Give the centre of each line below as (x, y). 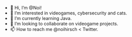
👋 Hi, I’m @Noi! (26, 8)
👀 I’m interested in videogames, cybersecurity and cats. (69, 13)
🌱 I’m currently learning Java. (41, 18)
